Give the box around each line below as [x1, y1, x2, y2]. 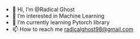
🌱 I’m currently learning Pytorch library [12, 19, 110, 26]
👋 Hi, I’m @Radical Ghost [12, 6, 75, 13]
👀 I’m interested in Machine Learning [12, 12, 105, 19]
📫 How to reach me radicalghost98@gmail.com [12, 26, 134, 33]
